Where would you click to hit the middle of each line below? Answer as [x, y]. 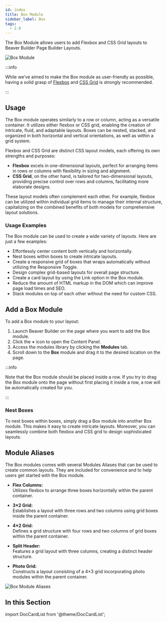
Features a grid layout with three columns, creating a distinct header [83, 551]
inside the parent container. [40, 516]
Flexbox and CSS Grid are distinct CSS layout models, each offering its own [83, 150]
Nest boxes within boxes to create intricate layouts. [65, 257]
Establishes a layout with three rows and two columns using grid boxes [85, 511]
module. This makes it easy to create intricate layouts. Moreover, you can [80, 426]
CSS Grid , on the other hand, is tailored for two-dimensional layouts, [83, 176]
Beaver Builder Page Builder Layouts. [43, 48]
